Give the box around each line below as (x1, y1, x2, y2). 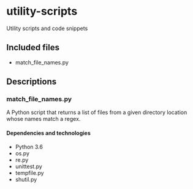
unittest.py (15, 163, 43, 170)
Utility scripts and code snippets (6, 25, 88, 32)
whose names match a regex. (6, 115, 81, 123)
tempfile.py (15, 169, 44, 176)
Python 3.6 (15, 143, 43, 150)
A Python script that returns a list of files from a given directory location (6, 109, 187, 116)
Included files (6, 42, 60, 53)
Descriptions (6, 77, 57, 87)
